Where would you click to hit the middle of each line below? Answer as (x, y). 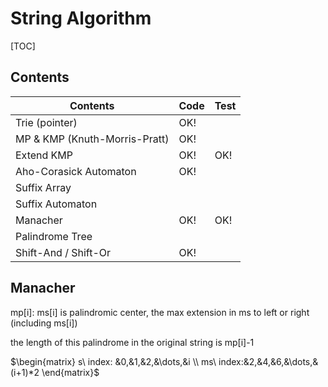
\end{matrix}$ (70, 372)
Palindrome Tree (54, 236)
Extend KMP (44, 155)
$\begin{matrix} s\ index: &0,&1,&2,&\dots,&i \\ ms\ (113, 361)
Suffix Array (43, 187)
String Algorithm (81, 18)
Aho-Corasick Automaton (76, 171)
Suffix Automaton (56, 204)
